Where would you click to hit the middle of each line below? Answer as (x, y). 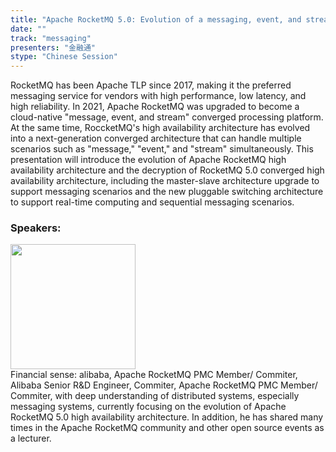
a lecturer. (31, 438)
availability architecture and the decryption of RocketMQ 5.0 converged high (167, 170)
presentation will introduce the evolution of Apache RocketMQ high (148, 160)
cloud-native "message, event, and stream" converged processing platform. (167, 117)
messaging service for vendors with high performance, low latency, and (158, 96)
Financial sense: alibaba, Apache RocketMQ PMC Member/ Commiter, (154, 375)
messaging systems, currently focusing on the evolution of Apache (148, 407)
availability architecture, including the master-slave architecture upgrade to (165, 181)
